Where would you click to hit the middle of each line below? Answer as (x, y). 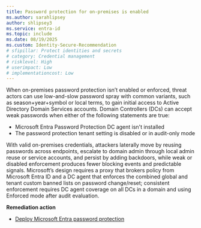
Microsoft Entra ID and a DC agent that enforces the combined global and (97, 177)
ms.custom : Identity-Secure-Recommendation (61, 45)
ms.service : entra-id (33, 28)
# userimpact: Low (29, 67)
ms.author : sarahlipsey (36, 17)
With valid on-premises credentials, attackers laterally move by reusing (94, 145)
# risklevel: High (29, 62)
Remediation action (31, 208)
